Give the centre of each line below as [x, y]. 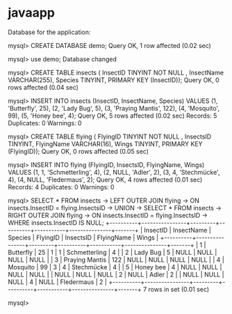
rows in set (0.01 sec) [179, 289]
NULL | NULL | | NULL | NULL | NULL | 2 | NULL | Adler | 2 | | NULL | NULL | [116, 274]
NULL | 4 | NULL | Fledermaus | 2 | [57, 282]
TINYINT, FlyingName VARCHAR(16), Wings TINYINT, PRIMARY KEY [106, 143]
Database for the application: [49, 32]
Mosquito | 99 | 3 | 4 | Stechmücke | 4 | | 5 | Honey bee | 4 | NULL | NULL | [115, 267]
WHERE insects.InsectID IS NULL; [56, 222]
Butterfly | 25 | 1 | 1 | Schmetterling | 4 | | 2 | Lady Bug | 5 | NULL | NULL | [113, 252]
